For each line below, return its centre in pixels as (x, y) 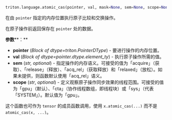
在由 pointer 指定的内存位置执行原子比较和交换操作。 (62, 17)
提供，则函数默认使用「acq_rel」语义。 (63, 76)
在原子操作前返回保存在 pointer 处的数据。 (50, 29)
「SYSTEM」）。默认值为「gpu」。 (47, 95)
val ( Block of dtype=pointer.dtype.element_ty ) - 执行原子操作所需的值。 (88, 57)
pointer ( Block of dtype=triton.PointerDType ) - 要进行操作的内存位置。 (87, 50)
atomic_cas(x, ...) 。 (28, 112)
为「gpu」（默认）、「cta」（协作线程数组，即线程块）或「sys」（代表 (83, 88)
